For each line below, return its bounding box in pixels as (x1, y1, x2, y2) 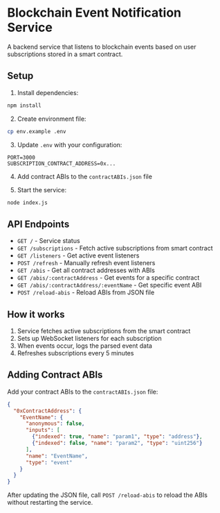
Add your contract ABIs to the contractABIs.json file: (7, 387, 158, 396)
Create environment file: (17, 115, 86, 123)
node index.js (7, 199, 48, 206)
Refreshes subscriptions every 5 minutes (17, 349, 134, 357)
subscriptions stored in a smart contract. (7, 50, 123, 58)
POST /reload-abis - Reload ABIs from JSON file (17, 288, 155, 296)
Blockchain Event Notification (7, 5, 182, 21)
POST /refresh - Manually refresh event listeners (17, 259, 156, 267)
